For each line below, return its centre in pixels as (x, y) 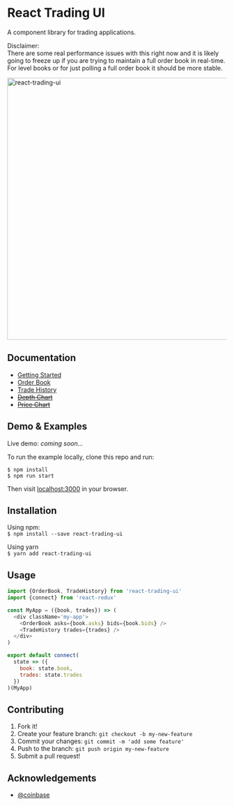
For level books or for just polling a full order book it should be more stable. (115, 68)
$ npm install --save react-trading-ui (65, 534)
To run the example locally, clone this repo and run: (81, 457)
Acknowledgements (52, 778)
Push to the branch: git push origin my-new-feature (93, 749)
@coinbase (33, 795)
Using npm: (24, 527)
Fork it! (28, 726)
